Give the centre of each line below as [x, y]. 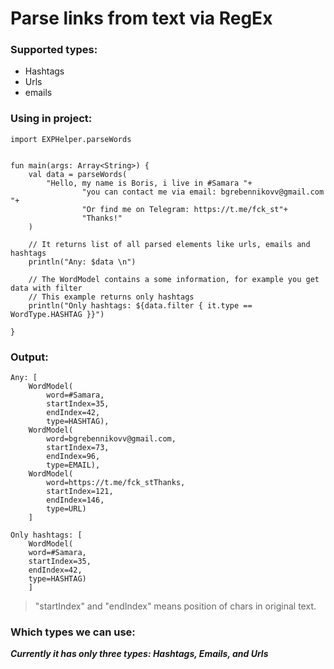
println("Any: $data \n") [82, 262]
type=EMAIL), [73, 465]
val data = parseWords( [78, 174]
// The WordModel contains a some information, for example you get [174, 279]
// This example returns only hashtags [111, 297]
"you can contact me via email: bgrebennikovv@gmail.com [203, 192]
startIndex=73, [78, 448]
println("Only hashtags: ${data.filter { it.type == [140, 305]
